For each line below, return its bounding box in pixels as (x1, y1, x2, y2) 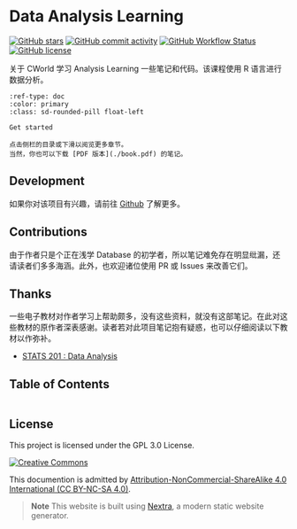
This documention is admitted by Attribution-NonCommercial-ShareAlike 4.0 (9, 474, 287, 485)
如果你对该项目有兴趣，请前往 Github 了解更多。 (9, 198, 186, 209)
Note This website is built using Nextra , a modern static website (30, 501, 264, 511)
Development (9, 174, 86, 189)
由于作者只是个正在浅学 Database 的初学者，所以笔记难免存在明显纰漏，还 (9, 249, 281, 260)
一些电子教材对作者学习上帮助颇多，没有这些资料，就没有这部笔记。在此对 (9, 311, 280, 322)
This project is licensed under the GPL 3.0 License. (9, 440, 194, 450)
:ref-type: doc (9, 91, 65, 101)
